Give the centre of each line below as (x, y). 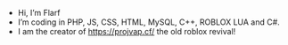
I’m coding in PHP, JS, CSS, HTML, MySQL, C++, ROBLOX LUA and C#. (149, 22)
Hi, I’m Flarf (39, 13)
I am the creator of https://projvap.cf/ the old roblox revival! (127, 31)
